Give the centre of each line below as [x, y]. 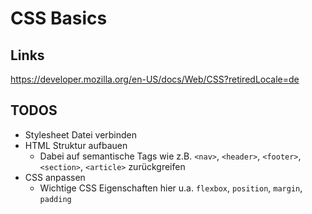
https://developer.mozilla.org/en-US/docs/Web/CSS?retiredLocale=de [155, 79]
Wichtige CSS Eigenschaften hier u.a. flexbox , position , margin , [171, 188]
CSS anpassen [55, 177]
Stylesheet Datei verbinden [81, 134]
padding [55, 199]
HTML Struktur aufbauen [76, 145]
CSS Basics [59, 18]
